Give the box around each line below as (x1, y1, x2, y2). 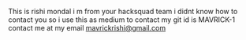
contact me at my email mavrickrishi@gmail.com (8, 24, 166, 32)
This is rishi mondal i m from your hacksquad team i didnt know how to (8, 7, 238, 16)
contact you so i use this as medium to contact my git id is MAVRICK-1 (8, 15, 235, 24)
